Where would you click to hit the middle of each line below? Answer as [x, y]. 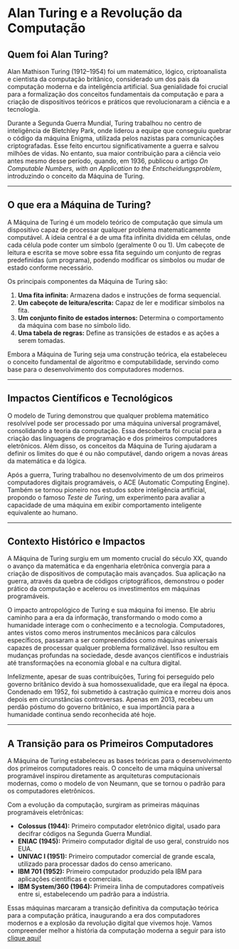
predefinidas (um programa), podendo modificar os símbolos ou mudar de [116, 260]
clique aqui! [24, 938]
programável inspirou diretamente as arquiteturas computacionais [104, 776]
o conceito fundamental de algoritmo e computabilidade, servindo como [113, 361]
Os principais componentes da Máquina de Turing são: [88, 281]
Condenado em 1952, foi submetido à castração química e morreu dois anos [119, 692]
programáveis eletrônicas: [46, 812]
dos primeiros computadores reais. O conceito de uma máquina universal [115, 768]
